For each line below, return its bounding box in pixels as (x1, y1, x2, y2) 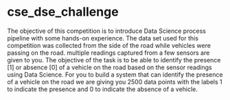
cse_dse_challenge (7, 4, 119, 20)
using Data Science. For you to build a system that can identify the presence (7, 70, 223, 79)
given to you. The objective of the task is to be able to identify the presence (7, 55, 221, 64)
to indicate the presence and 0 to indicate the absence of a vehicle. (7, 85, 198, 93)
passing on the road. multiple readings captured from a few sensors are (7, 49, 210, 57)
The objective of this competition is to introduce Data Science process (7, 27, 206, 35)
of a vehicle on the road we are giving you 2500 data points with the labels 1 (7, 77, 222, 86)
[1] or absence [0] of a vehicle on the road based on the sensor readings (7, 63, 212, 71)
